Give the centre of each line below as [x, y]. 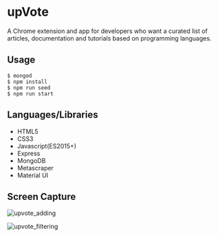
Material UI [33, 175]
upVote [28, 12]
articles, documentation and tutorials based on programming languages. [109, 38]
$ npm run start [30, 93]
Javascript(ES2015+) [47, 146]
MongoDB [31, 160]
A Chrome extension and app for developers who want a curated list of [107, 31]
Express [29, 153]
